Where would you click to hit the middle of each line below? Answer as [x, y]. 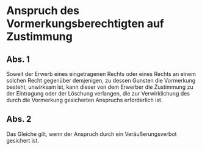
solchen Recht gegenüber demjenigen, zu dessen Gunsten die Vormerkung [101, 81]
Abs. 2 [19, 119]
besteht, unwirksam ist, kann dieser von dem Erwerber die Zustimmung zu [100, 87]
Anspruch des [43, 11]
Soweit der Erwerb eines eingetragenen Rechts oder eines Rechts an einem [101, 74]
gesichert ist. [23, 140]
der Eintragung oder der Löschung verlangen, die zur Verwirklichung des [98, 93]
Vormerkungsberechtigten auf [85, 24]
